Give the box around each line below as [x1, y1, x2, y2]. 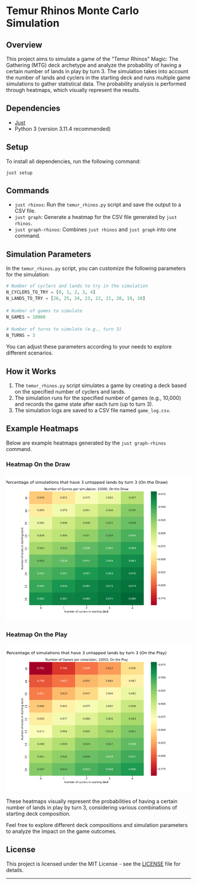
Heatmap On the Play [6, 631, 67, 639]
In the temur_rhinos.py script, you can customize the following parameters [6, 265, 186, 272]
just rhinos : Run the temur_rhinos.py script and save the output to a [14, 201, 182, 209]
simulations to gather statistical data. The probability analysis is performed [6, 80, 186, 87]
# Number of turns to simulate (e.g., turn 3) [6, 326, 122, 332]
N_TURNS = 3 [6, 333, 35, 339]
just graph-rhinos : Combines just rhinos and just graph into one [14, 226, 177, 233]
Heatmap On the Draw [6, 460, 70, 468]
